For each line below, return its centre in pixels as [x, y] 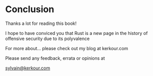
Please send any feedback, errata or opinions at [55, 58]
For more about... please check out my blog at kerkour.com [67, 48]
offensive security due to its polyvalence [47, 39]
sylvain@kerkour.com [28, 68]
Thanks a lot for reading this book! [41, 23]
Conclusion [30, 9]
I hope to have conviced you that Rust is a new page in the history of [76, 33]
